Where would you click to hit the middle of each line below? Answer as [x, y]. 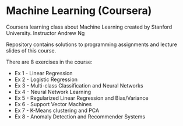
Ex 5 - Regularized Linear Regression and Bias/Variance [81, 98]
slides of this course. [31, 50]
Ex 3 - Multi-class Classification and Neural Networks [79, 85]
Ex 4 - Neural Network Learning [53, 92]
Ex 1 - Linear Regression [43, 73]
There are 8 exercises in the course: [49, 62]
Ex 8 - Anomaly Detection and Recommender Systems [80, 116]
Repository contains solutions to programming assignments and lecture [92, 44]
